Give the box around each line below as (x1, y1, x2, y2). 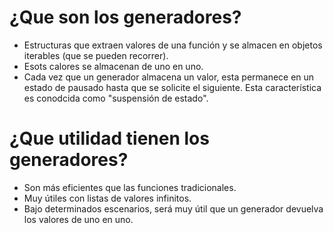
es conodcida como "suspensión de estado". (23, 92, 209, 104)
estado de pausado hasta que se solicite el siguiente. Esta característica (23, 81, 322, 93)
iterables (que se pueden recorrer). (23, 49, 169, 61)
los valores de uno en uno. (23, 213, 134, 225)
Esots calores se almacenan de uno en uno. (23, 60, 204, 72)
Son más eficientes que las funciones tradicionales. (23, 181, 237, 193)
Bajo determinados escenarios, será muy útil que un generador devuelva (23, 202, 324, 215)
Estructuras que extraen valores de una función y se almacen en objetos (23, 39, 323, 51)
